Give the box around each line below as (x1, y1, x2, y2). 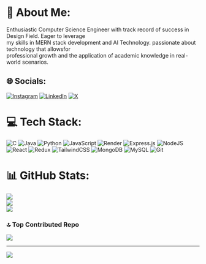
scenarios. (21, 58, 49, 66)
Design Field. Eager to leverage (6, 32, 86, 39)
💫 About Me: (6, 6, 71, 20)
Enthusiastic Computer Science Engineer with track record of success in (6, 26, 189, 33)
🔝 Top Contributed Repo (6, 220, 80, 228)
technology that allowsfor (6, 45, 71, 53)
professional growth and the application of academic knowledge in (6, 51, 175, 59)
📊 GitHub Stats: (6, 168, 90, 183)
